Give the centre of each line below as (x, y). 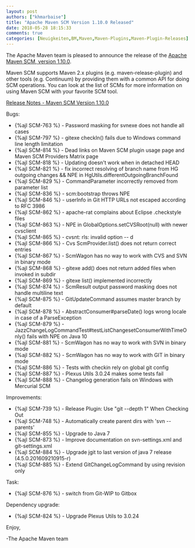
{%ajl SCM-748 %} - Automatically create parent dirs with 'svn (90, 421)
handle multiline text (39, 293)
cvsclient (25, 231)
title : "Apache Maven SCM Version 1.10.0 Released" (70, 22)
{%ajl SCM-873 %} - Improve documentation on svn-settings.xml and (98, 440)
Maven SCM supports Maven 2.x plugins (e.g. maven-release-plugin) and (94, 73)
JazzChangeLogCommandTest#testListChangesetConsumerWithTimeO (101, 330)
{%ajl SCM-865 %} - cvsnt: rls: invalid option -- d (74, 237)
